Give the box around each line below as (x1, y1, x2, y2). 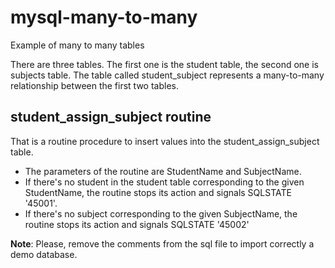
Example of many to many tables (10, 39, 145, 51)
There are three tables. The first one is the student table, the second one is (10, 58, 319, 70)
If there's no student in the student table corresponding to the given (24, 176, 305, 188)
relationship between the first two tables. (10, 79, 180, 91)
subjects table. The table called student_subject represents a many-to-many (10, 69, 325, 81)
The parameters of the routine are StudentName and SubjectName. (24, 165, 302, 177)
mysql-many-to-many (10, 6, 198, 29)
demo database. (10, 248, 78, 260)
